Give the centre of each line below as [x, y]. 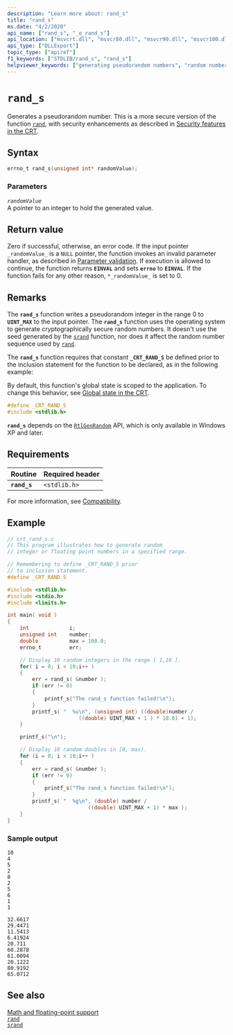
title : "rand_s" [31, 20]
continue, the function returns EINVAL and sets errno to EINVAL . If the [104, 269]
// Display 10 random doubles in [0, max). [84, 750]
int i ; [48, 628]
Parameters [27, 187]
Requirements [38, 454]
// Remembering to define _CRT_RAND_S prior [72, 564]
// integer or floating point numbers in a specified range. [97, 552]
